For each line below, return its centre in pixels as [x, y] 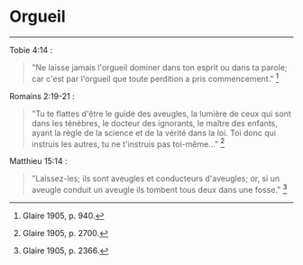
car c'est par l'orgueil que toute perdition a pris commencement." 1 [155, 78]
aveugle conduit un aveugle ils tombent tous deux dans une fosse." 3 [159, 189]
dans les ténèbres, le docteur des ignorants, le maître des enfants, [154, 123]
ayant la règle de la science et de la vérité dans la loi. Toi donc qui [154, 132]
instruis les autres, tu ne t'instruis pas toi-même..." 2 [128, 143]
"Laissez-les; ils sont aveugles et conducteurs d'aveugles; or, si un [156, 178]
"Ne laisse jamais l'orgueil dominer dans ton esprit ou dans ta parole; [159, 67]
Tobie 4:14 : [31, 50]
